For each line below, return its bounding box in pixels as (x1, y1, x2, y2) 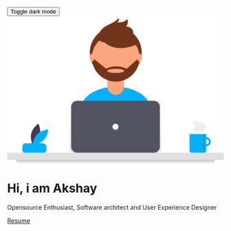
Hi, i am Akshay (7, 181, 98, 196)
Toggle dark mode (10, 8, 56, 15)
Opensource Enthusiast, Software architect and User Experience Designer (7, 203, 217, 211)
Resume (7, 216, 31, 225)
